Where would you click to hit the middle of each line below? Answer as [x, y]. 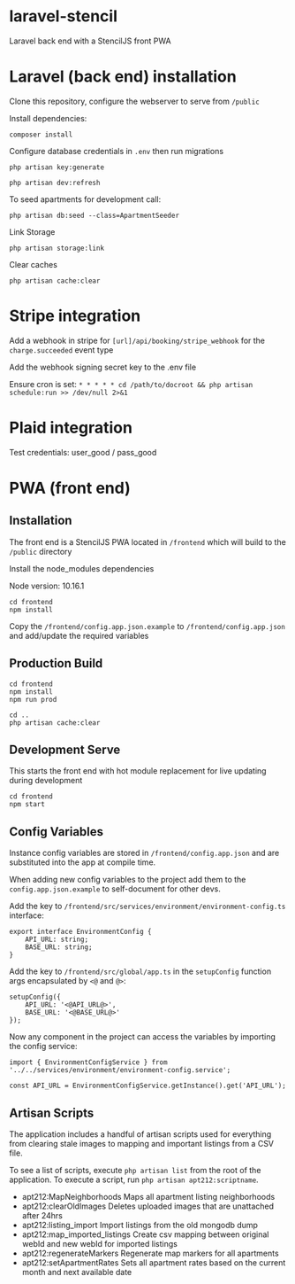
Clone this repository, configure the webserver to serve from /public [135, 101]
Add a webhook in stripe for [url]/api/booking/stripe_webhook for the [137, 340]
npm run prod [33, 699]
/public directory [41, 551]
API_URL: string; [57, 940]
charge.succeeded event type [61, 350]
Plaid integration [71, 428]
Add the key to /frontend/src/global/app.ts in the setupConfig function [140, 971]
